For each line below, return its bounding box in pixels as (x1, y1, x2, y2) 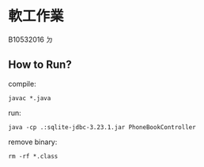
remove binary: (8, 137, 58, 147)
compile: (8, 79, 37, 88)
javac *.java (8, 94, 51, 102)
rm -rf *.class (8, 152, 59, 160)
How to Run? (8, 58, 73, 72)
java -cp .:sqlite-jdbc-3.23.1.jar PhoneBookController (8, 123, 196, 131)
